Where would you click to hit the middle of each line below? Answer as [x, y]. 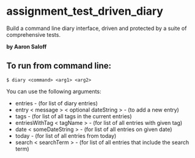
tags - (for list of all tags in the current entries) [74, 116]
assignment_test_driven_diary [85, 11]
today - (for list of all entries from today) [66, 135]
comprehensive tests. [34, 34]
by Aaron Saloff [27, 47]
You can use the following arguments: [54, 91]
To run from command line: [59, 66]
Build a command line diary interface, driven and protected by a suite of [97, 28]
